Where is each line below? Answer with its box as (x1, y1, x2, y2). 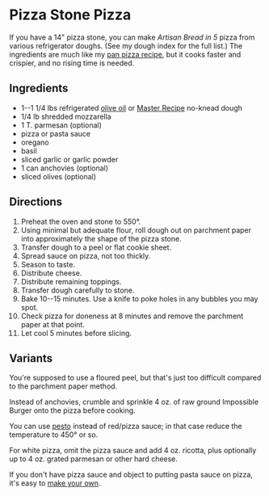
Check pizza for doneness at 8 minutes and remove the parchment (20, 311, 244, 321)
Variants (9, 351, 53, 365)
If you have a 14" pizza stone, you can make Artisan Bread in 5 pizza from (9, 32, 255, 42)
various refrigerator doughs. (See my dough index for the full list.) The (9, 40, 243, 50)
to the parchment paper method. (9, 381, 118, 391)
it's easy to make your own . (9, 478, 101, 488)
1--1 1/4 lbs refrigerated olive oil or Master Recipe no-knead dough (20, 103, 243, 112)
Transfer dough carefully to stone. (20, 285, 135, 295)
